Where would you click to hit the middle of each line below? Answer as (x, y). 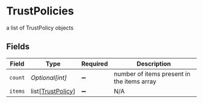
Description (154, 63)
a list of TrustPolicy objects (40, 28)
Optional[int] (49, 78)
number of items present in (152, 73)
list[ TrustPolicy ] (53, 91)
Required (95, 63)
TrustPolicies (40, 11)
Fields (18, 47)
